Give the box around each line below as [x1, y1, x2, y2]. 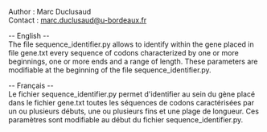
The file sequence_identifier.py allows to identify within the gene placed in [8, 39, 255, 49]
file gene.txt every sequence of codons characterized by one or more [8, 48, 239, 57]
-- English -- [8, 31, 50, 40]
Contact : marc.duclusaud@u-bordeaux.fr [8, 15, 147, 25]
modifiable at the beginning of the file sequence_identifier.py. [8, 65, 212, 75]
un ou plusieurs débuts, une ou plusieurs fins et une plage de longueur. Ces [8, 106, 260, 116]
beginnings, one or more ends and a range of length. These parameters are [8, 56, 259, 66]
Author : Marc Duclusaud [8, 7, 92, 16]
